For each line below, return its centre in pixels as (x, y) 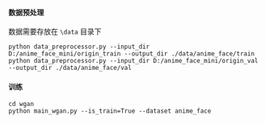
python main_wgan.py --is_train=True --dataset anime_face (110, 111)
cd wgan (21, 105)
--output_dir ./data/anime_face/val (70, 68)
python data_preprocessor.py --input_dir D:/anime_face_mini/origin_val (133, 61)
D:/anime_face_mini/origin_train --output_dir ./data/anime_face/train (131, 54)
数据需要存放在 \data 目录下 (55, 31)
